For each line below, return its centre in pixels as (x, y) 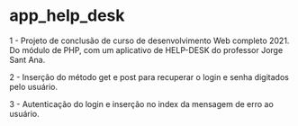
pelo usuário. (34, 86)
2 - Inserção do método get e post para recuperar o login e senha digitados (149, 76)
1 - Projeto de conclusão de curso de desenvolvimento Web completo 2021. (149, 40)
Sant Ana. (27, 59)
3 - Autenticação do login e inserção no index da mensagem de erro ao (142, 103)
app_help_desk (67, 16)
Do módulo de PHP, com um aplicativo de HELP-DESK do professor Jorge (146, 49)
